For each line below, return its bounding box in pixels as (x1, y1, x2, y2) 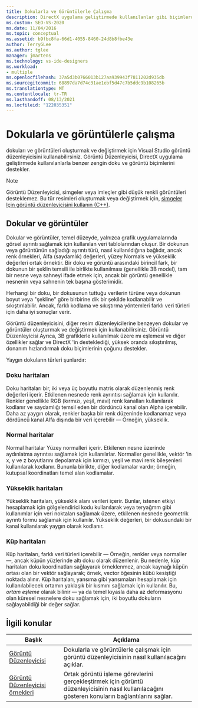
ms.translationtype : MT (6, 86, 65, 92)
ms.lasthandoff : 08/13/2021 (6, 96, 75, 102)
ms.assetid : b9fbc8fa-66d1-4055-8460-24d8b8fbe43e (6, 36, 133, 42)
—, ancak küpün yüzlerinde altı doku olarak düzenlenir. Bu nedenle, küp (6, 557, 180, 564)
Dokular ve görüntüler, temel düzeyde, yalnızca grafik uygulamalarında (6, 234, 178, 241)
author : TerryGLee (6, 42, 51, 48)
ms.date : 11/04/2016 (6, 25, 57, 31)
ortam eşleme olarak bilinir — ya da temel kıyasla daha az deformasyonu (6, 589, 183, 596)
